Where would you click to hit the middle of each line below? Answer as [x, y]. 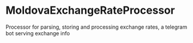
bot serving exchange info [38, 33]
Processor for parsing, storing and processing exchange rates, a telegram [96, 27]
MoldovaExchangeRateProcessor [90, 10]
